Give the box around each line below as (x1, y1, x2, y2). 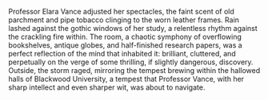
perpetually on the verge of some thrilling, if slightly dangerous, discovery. (8, 57, 254, 67)
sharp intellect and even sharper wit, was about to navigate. (8, 83, 206, 92)
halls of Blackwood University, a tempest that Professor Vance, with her (8, 75, 245, 83)
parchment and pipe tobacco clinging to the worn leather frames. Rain (8, 15, 240, 25)
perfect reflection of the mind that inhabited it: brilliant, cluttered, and (8, 49, 236, 58)
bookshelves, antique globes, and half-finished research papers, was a (8, 40, 242, 50)
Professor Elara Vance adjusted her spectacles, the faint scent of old (8, 7, 234, 16)
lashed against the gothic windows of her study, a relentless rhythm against (8, 24, 258, 33)
